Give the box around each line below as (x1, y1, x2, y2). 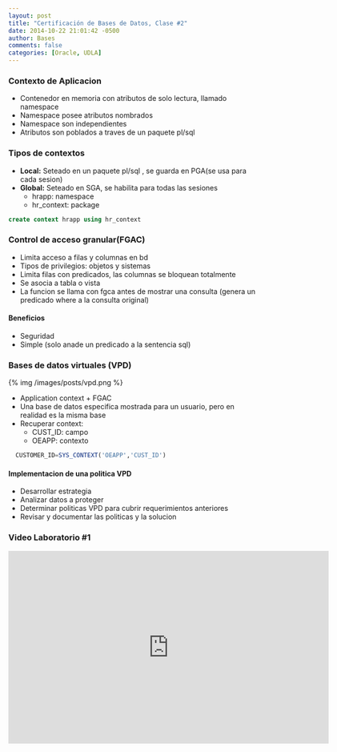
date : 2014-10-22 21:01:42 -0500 (8, 26, 120, 34)
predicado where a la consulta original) (19, 295, 150, 304)
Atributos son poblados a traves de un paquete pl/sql (19, 127, 195, 137)
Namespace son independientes (19, 119, 127, 129)
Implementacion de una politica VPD (8, 468, 132, 478)
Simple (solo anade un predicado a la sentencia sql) (19, 340, 191, 349)
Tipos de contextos (8, 147, 86, 159)
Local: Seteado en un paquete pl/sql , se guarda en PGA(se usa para (19, 166, 247, 175)
